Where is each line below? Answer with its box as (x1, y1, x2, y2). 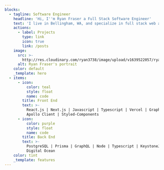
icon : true (22, 39, 45, 44)
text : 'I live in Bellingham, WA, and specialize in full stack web (13, 21, 156, 26)
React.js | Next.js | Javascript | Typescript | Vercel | (26, 107, 147, 113)
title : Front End (22, 98, 57, 103)
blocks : (4, 7, 21, 12)
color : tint (13, 153, 38, 158)
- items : (9, 75, 27, 80)
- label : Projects (17, 30, 55, 35)
